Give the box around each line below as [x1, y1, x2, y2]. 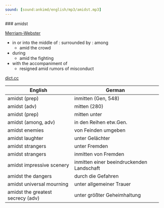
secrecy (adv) [7, 194, 40, 201]
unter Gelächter [74, 135, 110, 141]
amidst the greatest [7, 188, 52, 195]
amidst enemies [7, 127, 44, 134]
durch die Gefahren [74, 172, 119, 179]
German [105, 87, 125, 93]
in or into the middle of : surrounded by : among [12, 40, 109, 46]
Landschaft [74, 164, 100, 171]
